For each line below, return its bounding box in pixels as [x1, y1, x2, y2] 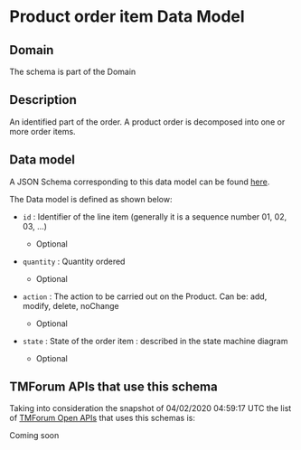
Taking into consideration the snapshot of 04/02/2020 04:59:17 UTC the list [9, 403, 292, 414]
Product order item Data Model [9, 6, 246, 27]
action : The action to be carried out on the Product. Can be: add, [22, 291, 268, 302]
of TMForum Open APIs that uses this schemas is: [9, 413, 196, 424]
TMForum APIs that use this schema [9, 380, 219, 395]
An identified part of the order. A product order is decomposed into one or [9, 116, 286, 127]
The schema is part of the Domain [9, 66, 136, 77]
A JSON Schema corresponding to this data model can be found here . [9, 176, 270, 187]
